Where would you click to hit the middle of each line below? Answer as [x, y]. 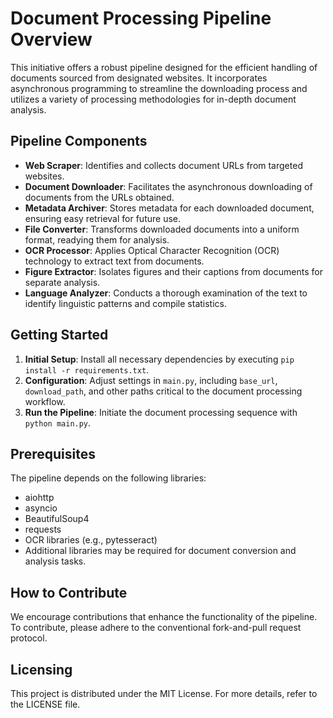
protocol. [29, 638]
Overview [51, 39]
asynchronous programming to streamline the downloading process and [159, 88]
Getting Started [59, 335]
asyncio [41, 508]
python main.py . [58, 423]
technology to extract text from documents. [114, 261]
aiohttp [39, 498]
